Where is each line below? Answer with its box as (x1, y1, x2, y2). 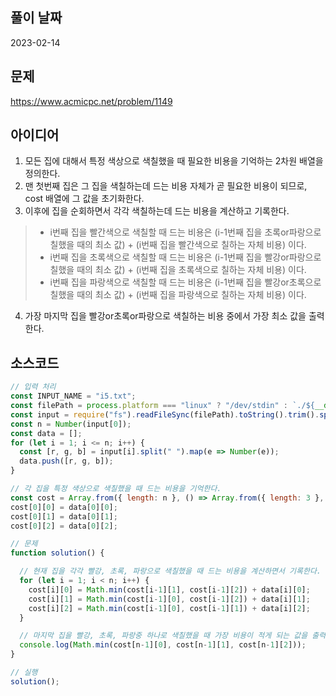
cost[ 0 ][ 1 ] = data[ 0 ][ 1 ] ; (10, 511, 118, 522)
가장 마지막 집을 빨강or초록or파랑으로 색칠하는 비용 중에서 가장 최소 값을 (24, 310, 307, 322)
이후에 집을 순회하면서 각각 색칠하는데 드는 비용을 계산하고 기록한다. (24, 205, 290, 217)
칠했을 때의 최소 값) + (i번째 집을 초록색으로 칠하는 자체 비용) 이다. (49, 264, 307, 276)
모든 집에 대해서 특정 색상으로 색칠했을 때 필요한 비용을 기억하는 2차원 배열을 (24, 155, 324, 167)
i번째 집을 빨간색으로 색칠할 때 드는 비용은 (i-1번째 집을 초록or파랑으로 (49, 226, 322, 238)
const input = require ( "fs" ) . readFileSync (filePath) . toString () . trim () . (10, 409, 320, 420)
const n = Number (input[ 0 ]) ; (10, 419, 132, 429)
